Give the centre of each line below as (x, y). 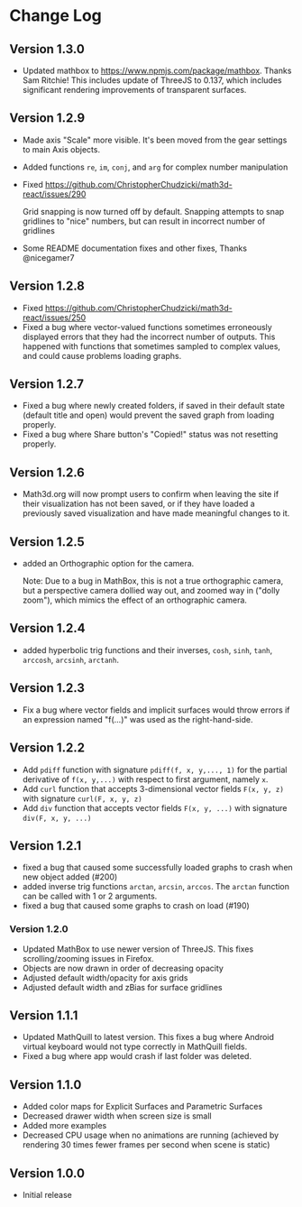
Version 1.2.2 (47, 748)
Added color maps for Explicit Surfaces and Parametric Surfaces (142, 1107)
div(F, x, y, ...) (57, 818)
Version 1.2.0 (39, 929)
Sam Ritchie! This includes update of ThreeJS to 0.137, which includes (152, 80)
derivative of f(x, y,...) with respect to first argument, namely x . (145, 779)
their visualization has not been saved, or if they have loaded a (138, 504)
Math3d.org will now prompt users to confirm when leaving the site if (151, 494)
